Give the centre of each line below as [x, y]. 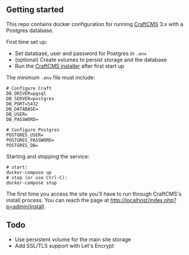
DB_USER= [17, 114]
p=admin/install [25, 206]
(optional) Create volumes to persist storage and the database [91, 59]
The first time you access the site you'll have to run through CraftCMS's [94, 194]
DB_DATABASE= [22, 109]
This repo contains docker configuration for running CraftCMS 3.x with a [95, 24]
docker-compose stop [32, 183]
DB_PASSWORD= [22, 119]
